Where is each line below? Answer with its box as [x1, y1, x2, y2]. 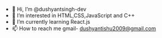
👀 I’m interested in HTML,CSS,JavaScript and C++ [11, 12, 135, 19]
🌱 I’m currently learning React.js [11, 18, 91, 25]
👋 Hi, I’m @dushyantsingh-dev [11, 6, 86, 12]
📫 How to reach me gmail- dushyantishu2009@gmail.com [11, 25, 156, 32]
